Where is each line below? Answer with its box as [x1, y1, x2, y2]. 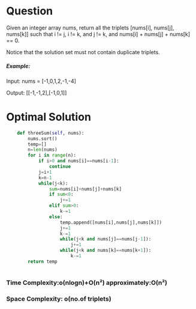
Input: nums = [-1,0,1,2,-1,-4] [6, 77, 77, 85]
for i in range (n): [28, 152, 77, 159]
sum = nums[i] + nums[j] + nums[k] [49, 186, 122, 192]
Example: [6, 62, 31, 70]
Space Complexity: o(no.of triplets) [6, 295, 112, 303]
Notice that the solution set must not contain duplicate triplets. [6, 48, 160, 55]
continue [49, 164, 71, 170]
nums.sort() [28, 135, 58, 142]
